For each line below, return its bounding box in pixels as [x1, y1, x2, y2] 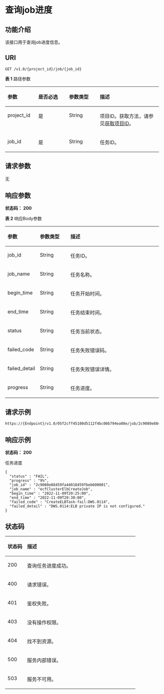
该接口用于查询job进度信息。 [5, 40, 63, 45]
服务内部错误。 [27, 657, 62, 664]
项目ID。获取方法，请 [100, 113, 149, 120]
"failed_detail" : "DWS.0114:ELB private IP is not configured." [9, 504, 145, 509]
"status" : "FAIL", [9, 474, 49, 479]
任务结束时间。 [70, 309, 105, 316]
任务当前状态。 [70, 328, 105, 335]
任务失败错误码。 [70, 347, 110, 354]
